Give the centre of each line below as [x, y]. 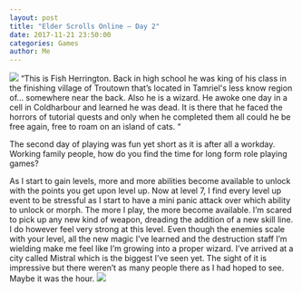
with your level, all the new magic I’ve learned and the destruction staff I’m [148, 239]
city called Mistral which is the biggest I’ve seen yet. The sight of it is [138, 259]
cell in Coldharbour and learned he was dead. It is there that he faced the [146, 107]
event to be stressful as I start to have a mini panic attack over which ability [150, 200]
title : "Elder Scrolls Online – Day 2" [85, 26]
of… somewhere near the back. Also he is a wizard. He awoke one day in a [149, 98]
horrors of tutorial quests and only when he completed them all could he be [151, 117]
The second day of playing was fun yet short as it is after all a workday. [142, 144]
